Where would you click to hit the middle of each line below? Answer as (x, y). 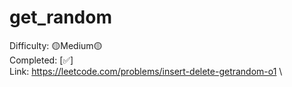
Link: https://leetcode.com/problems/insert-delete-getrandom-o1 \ (146, 71)
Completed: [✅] (41, 60)
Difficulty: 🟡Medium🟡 (56, 45)
